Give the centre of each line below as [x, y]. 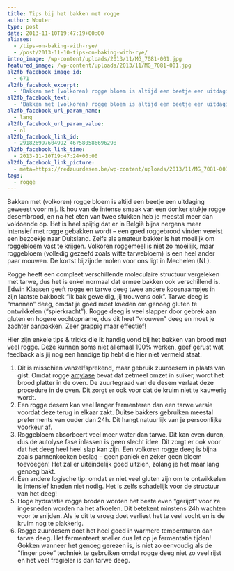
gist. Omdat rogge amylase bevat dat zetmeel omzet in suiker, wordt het [120, 375]
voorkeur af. [34, 427]
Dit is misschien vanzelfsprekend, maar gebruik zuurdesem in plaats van [121, 368]
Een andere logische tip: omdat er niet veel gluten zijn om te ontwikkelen [122, 479]
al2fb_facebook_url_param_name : [54, 111]
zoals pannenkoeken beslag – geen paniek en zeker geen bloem [109, 457]
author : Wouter [29, 20]
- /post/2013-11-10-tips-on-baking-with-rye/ [81, 53]
